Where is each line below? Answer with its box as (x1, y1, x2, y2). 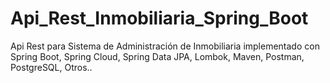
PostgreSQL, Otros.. (10, 61, 93, 73)
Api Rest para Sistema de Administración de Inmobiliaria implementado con (10, 40, 320, 52)
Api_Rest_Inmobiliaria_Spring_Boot (10, 7, 309, 30)
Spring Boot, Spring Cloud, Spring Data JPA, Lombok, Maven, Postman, (10, 50, 305, 62)
